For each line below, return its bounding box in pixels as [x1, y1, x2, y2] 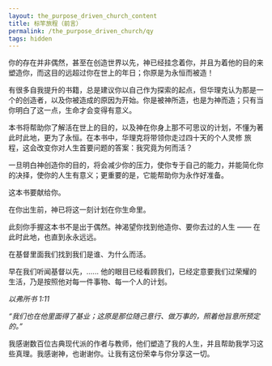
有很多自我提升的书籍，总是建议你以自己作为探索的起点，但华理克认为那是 [8, 85, 257, 95]
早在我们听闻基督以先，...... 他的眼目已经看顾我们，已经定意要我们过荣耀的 [8, 267, 257, 277]
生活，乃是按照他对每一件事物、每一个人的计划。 [8, 277, 172, 286]
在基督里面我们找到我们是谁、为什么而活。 [8, 249, 151, 260]
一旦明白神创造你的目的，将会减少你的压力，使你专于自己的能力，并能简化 [8, 160, 257, 170]
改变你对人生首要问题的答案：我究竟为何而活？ [36, 143, 193, 153]
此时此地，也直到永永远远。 [8, 232, 101, 242]
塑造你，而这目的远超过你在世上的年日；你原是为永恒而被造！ [8, 68, 215, 78]
